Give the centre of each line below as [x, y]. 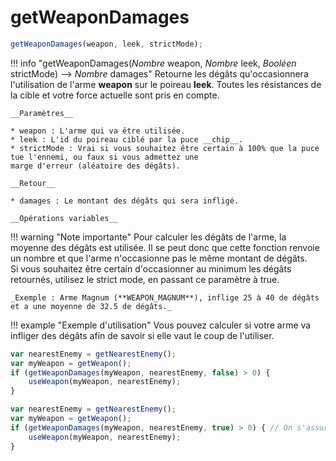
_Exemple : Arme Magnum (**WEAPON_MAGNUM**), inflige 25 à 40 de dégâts [165, 297]
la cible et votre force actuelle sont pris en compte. [115, 95]
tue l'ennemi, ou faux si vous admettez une [104, 157]
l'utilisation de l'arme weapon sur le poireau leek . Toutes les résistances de [166, 84]
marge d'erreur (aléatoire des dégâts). [96, 166]
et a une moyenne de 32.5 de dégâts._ [91, 306]
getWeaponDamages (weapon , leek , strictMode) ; [106, 44]
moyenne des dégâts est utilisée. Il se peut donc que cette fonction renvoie [165, 247]
